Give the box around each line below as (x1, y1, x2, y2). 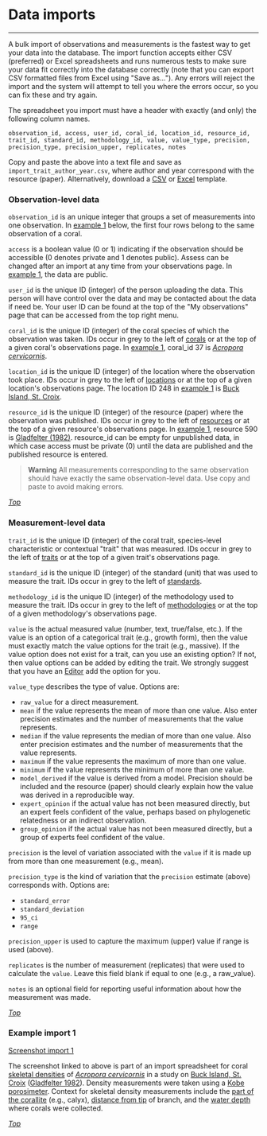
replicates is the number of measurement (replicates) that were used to (8, 960, 245, 970)
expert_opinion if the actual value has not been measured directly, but (19, 798, 250, 808)
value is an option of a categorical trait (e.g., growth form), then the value (8, 632, 248, 642)
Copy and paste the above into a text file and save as (8, 157, 182, 166)
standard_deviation (19, 905, 85, 913)
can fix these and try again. (8, 90, 98, 99)
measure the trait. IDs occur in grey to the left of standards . (8, 576, 203, 586)
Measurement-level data (8, 517, 106, 528)
